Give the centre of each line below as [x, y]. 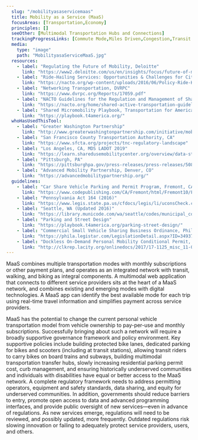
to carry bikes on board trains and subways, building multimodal [84, 356]
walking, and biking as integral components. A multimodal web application [96, 276]
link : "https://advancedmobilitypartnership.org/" [85, 176]
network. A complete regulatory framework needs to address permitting [93, 382]
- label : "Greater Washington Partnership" [71, 127]
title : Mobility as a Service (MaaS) [58, 17]
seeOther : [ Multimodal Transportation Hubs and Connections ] [88, 34]
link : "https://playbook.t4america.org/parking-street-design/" [102, 225]
